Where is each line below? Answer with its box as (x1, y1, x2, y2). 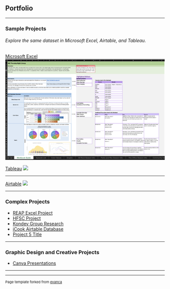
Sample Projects (5, 25, 47, 32)
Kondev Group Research (12, 220, 64, 227)
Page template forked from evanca (5, 279, 62, 284)
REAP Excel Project (12, 210, 53, 216)
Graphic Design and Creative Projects (5, 249, 100, 256)
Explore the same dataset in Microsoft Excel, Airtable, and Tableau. (5, 37, 146, 44)
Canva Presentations (12, 260, 57, 266)
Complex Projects (5, 198, 50, 205)
